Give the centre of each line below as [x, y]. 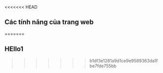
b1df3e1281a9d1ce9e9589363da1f [124, 60]
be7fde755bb [103, 66]
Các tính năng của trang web [49, 22]
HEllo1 [14, 49]
